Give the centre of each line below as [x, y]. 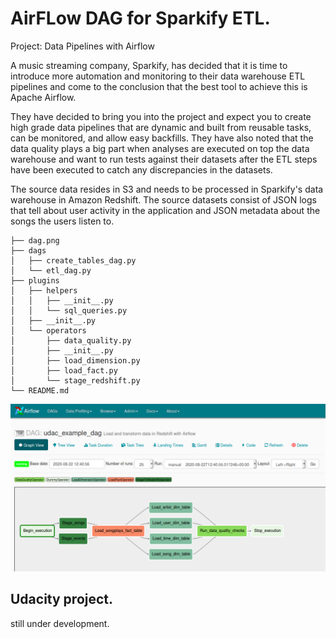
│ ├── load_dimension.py [75, 360]
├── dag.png [35, 240]
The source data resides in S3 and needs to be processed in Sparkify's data [167, 189]
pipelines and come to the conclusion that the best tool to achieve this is [159, 86]
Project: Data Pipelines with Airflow [82, 46]
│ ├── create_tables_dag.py [73, 260]
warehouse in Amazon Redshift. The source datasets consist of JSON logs [163, 199]
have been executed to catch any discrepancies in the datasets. [141, 169]
